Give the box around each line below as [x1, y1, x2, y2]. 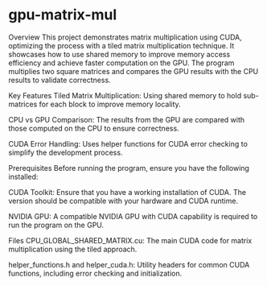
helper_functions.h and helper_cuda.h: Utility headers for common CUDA [8, 259, 250, 269]
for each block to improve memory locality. [39, 99, 181, 109]
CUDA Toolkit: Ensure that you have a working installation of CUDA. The [8, 187, 247, 197]
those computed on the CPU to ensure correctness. [8, 123, 179, 133]
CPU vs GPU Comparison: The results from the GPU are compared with [8, 114, 245, 124]
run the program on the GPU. [8, 220, 105, 230]
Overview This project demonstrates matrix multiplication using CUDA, [8, 32, 243, 42]
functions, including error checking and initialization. [8, 268, 183, 278]
